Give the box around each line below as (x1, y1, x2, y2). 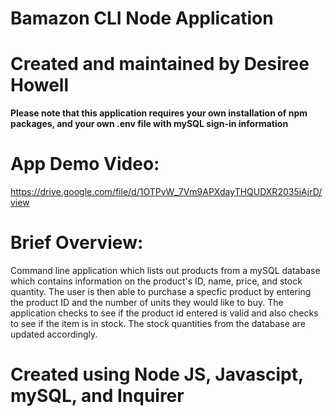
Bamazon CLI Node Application (10, 7, 274, 30)
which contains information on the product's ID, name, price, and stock (10, 275, 303, 287)
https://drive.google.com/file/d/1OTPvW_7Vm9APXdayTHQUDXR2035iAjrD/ (10, 186, 323, 198)
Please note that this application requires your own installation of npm (10, 107, 308, 119)
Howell (10, 74, 69, 97)
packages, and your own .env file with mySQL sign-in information (10, 118, 289, 130)
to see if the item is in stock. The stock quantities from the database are (10, 318, 306, 329)
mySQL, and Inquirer (10, 385, 185, 407)
